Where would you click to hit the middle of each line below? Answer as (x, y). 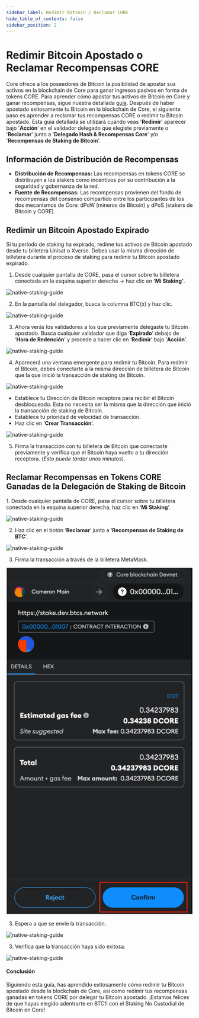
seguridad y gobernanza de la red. (57, 186)
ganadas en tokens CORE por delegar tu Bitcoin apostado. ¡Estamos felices (98, 997)
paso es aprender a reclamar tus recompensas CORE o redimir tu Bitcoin (95, 116)
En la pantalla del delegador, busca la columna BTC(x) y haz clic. (94, 304)
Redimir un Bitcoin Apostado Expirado (78, 230)
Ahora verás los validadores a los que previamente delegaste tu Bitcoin (101, 326)
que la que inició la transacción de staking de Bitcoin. (80, 375)
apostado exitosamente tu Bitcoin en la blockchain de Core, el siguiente (93, 109)
